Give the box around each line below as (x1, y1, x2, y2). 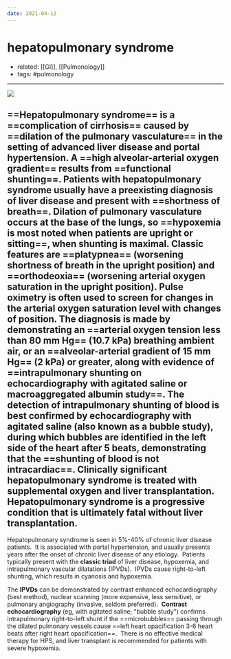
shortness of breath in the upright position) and (7, 259, 215, 271)
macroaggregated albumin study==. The (7, 388, 185, 400)
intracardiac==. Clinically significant (7, 464, 167, 475)
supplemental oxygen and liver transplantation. (7, 485, 214, 497)
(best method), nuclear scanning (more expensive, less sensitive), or (7, 593, 201, 601)
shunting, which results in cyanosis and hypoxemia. (7, 572, 153, 581)
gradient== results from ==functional (7, 162, 172, 174)
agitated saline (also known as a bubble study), (7, 420, 214, 432)
